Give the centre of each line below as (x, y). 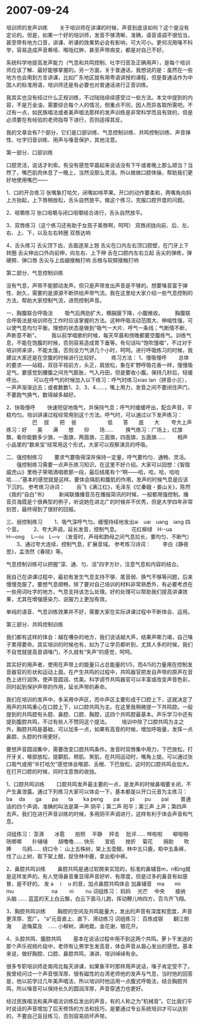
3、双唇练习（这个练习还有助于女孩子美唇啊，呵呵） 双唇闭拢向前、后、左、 (99, 225)
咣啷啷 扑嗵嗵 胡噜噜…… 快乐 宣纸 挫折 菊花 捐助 (90, 841)
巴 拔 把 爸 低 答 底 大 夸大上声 (112, 422)
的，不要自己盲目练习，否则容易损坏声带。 (58, 1016)
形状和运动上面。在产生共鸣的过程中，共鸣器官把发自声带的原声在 (107, 672)
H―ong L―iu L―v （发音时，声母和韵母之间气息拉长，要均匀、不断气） (99, 536)
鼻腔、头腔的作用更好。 (35, 736)
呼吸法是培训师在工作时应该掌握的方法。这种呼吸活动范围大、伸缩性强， (99, 320)
